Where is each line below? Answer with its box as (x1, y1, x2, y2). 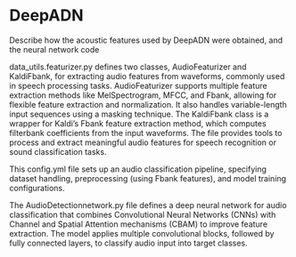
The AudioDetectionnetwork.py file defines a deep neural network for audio (9, 199, 287, 210)
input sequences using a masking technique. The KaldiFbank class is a (9, 108, 269, 119)
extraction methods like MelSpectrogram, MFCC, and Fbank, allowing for (9, 90, 277, 100)
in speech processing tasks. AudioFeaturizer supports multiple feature (9, 80, 267, 91)
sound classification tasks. (9, 146, 107, 157)
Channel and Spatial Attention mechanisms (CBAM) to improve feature (9, 219, 268, 229)
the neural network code (9, 44, 100, 54)
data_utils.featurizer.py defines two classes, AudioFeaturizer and (9, 61, 247, 72)
